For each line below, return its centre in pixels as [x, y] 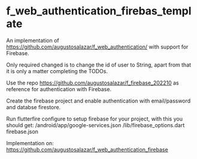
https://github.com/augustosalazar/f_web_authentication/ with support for [97, 47]
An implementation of [33, 40]
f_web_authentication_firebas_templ [99, 11]
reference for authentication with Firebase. [59, 89]
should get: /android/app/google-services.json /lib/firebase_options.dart [96, 125]
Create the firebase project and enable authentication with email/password [99, 101]
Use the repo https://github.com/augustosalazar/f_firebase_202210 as [93, 83]
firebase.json [22, 131]
